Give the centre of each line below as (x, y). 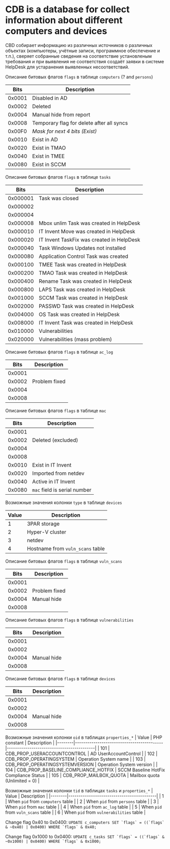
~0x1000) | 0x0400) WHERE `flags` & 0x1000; (53, 841)
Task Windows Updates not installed (82, 248)
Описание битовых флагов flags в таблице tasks (58, 177)
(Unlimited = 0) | (22, 781)
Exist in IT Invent (52, 465)
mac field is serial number (62, 490)
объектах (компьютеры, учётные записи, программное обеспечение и (83, 51)
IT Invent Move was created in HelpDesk (87, 231)
